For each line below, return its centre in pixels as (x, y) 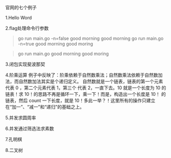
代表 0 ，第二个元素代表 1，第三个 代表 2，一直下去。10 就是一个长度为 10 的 (86, 88)
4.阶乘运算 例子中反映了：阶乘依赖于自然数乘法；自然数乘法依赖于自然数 (82, 75)
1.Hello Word (19, 18)
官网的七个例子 (21, 7)
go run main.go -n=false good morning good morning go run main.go (91, 38)
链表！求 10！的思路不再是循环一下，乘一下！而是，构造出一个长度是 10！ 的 (86, 94)
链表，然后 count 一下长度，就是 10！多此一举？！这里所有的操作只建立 (80, 100)
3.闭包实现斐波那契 (25, 64)
